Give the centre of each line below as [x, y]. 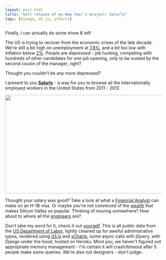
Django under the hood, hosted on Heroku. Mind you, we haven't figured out [83, 242]
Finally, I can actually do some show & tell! [48, 33]
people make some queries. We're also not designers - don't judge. [74, 252]
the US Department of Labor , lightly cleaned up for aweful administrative [79, 231]
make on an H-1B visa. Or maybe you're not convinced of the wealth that [79, 206]
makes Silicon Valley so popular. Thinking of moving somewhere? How [77, 211]
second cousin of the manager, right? [43, 64]
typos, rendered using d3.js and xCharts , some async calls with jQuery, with [83, 236]
